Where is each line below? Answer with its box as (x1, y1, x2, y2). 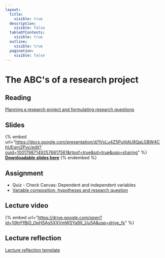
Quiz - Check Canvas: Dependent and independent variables (12, 182, 136, 188)
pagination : (9, 48, 34, 53)
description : (9, 21, 36, 26)
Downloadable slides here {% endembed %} (5, 155, 97, 161)
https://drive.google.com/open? (37, 214, 102, 220)
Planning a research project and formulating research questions (5, 107, 134, 113)
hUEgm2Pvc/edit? (5, 144, 42, 150)
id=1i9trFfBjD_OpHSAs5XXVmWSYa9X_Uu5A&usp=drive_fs (5, 220, 125, 226)
